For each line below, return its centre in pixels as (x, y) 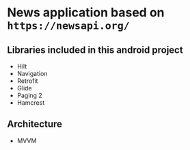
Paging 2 (29, 95)
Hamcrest (31, 103)
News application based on (86, 13)
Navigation (32, 74)
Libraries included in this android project (95, 50)
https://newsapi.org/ (68, 26)
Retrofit (27, 81)
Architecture (35, 124)
